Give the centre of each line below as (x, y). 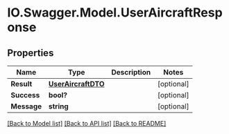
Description (131, 72)
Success (25, 95)
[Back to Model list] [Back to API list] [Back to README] (87, 123)
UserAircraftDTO (77, 84)
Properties (31, 53)
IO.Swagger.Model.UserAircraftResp (115, 13)
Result (22, 84)
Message (26, 106)
